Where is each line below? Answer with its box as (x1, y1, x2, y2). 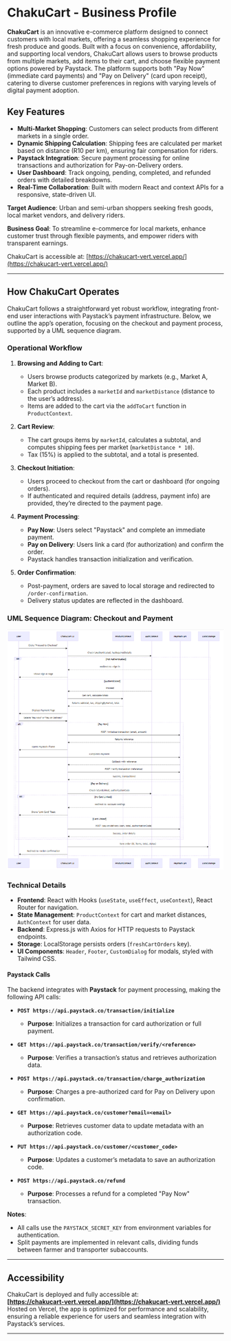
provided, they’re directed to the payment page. (27, 499, 163, 507)
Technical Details (7, 880, 67, 890)
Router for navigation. (16, 904, 79, 912)
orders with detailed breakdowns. (16, 176, 112, 184)
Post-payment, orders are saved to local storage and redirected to (27, 581, 215, 590)
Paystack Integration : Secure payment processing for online (16, 154, 190, 162)
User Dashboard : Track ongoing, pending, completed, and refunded (16, 168, 211, 176)
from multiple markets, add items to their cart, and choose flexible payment (7, 56, 221, 65)
